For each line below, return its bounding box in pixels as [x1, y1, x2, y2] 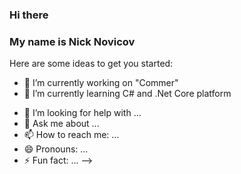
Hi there [9, 8, 49, 22]
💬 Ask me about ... [23, 118, 100, 130]
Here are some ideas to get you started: [9, 58, 174, 70]
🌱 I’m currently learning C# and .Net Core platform [23, 88, 232, 100]
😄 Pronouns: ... [23, 143, 89, 155]
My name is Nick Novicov [9, 34, 136, 48]
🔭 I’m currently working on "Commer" [23, 77, 179, 89]
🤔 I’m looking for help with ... [23, 107, 142, 119]
